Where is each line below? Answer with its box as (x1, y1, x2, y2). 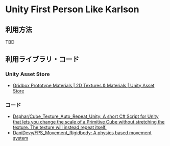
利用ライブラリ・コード (5, 55, 79, 64)
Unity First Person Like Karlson (5, 4, 139, 15)
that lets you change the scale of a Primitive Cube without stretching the (12, 118, 165, 125)
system (12, 135, 29, 141)
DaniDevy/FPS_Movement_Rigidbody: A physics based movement (12, 129, 152, 136)
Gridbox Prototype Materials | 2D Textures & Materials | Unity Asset (12, 82, 155, 88)
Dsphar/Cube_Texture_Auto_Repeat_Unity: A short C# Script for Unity (12, 113, 159, 119)
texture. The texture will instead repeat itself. (12, 124, 107, 130)
